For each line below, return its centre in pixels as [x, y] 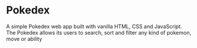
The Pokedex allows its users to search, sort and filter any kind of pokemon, [98, 32]
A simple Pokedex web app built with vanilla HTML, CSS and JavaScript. [94, 26]
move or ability [24, 39]
